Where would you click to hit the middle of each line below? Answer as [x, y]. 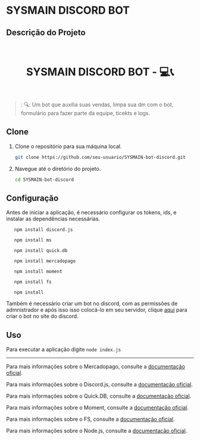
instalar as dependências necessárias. [53, 219]
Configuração [32, 198]
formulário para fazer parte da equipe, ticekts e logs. [85, 113]
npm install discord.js [43, 230]
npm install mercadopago [45, 261]
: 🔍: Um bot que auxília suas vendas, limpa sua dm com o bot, [97, 104]
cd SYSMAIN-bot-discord [44, 180]
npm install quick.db [41, 251]
